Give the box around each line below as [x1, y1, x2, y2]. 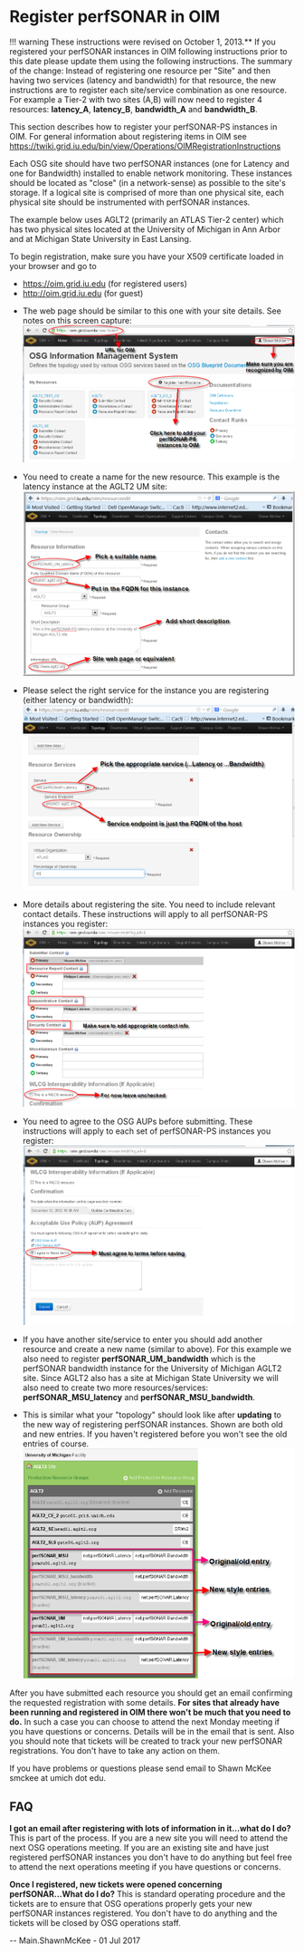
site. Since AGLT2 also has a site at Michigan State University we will [22, 1372, 279, 1383]
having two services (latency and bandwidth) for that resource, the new [9, 74, 277, 85]
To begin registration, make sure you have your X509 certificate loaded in [9, 251, 284, 262]
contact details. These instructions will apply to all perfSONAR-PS [22, 908, 269, 919]
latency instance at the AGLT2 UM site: [22, 481, 167, 492]
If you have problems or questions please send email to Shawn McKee [9, 1763, 271, 1774]
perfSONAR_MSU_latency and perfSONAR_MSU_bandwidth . [22, 1391, 256, 1402]
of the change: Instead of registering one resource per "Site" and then [9, 65, 271, 76]
